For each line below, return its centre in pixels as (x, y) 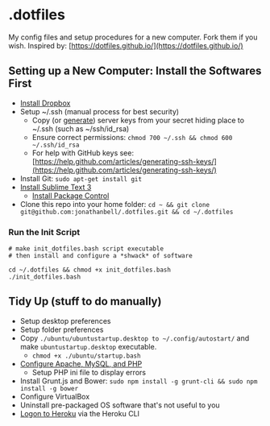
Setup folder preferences (62, 329)
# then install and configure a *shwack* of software (101, 256)
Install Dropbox (45, 103)
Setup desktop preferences (65, 321)
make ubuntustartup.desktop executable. (88, 346)
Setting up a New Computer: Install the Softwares (135, 71)
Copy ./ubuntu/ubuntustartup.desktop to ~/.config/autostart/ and (135, 338)
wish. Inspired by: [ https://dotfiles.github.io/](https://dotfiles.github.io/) (126, 45)
